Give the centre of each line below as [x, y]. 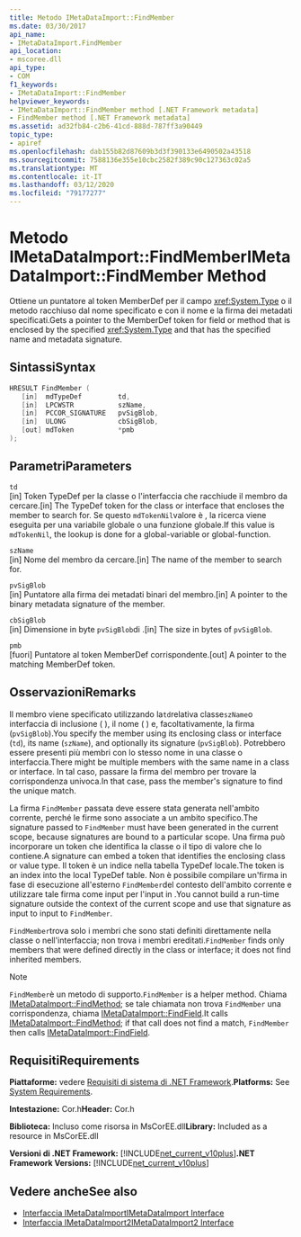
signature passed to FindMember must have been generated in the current [144, 827]
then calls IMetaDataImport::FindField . [80, 1032]
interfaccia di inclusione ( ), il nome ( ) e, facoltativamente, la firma [132, 723]
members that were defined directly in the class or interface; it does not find [150, 949]
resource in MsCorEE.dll [54, 1136]
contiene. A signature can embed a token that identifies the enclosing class [147, 856]
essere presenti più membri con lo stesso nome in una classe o [126, 752]
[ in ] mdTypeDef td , [75, 397]
